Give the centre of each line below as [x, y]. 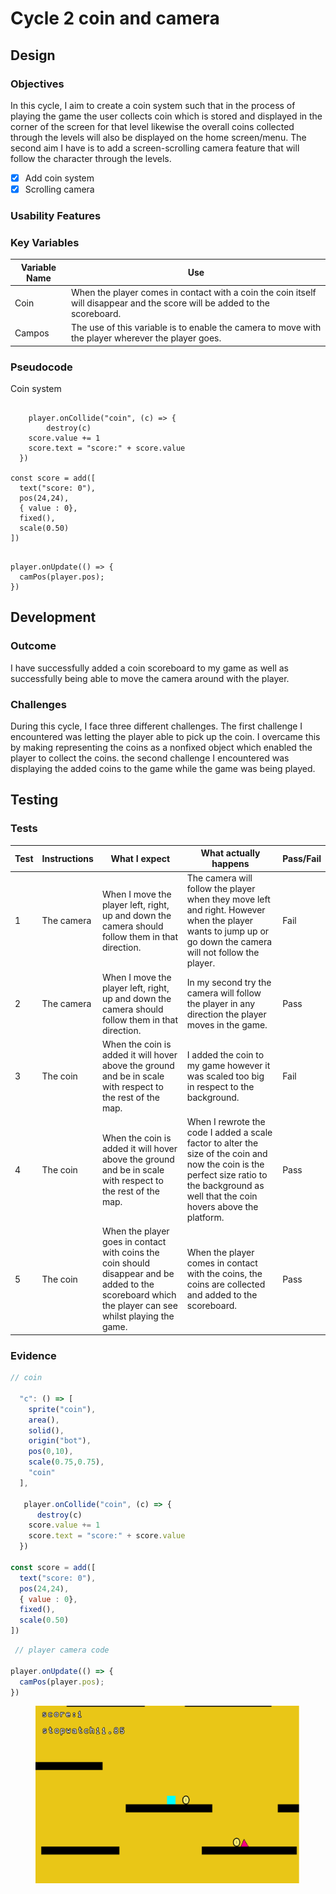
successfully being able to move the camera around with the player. [150, 678]
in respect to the [220, 1086]
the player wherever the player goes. [146, 338]
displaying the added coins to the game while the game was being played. [163, 768]
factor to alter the [222, 1143]
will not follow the [223, 953]
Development [53, 617]
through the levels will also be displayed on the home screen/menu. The [158, 137]
